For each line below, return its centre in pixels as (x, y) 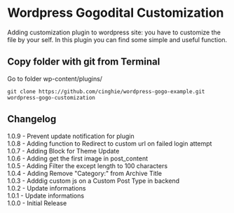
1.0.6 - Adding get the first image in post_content (78, 158)
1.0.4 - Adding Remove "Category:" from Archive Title (85, 173)
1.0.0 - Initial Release (37, 203)
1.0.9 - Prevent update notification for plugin (71, 136)
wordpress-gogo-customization (51, 97)
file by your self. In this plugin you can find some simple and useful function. (117, 39)
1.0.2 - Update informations (47, 188)
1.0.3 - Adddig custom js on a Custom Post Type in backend (94, 181)
